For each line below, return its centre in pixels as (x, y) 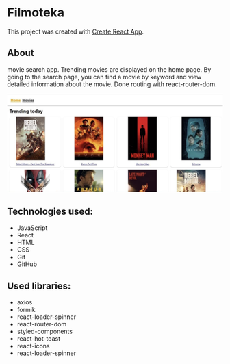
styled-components (45, 331)
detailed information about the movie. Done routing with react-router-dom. (112, 84)
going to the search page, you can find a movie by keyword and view (104, 77)
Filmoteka (36, 13)
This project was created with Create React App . (76, 31)
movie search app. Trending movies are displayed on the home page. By (109, 69)
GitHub (27, 264)
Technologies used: (50, 211)
